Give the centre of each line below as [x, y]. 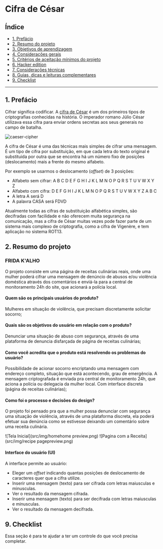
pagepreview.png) [55, 441]
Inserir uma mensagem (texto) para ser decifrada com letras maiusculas [84, 499]
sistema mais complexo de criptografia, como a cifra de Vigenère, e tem [77, 226]
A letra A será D [28, 196]
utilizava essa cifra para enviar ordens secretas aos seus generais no [74, 122]
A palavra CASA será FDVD [39, 201]
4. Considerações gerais [37, 54]
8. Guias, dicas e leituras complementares [54, 75]
